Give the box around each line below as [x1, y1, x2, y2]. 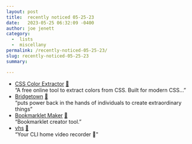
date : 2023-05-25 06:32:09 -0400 [6, 20, 95, 26]
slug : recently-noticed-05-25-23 [6, 53, 89, 59]
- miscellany [11, 42, 46, 48]
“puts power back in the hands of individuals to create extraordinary [14, 99, 182, 106]
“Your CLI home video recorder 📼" [14, 130, 99, 137]
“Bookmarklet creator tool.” [14, 118, 82, 125]
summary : [6, 58, 28, 64]
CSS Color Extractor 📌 [14, 80, 70, 87]
